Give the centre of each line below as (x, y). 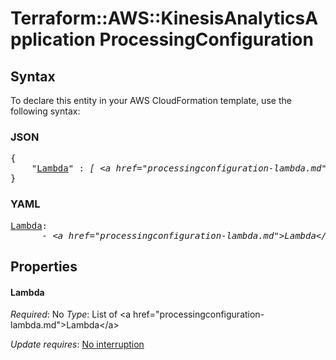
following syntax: (45, 111)
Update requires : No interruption (77, 344)
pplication (53, 39)
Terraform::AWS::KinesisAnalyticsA (164, 18)
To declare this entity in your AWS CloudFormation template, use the (151, 100)
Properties (44, 266)
